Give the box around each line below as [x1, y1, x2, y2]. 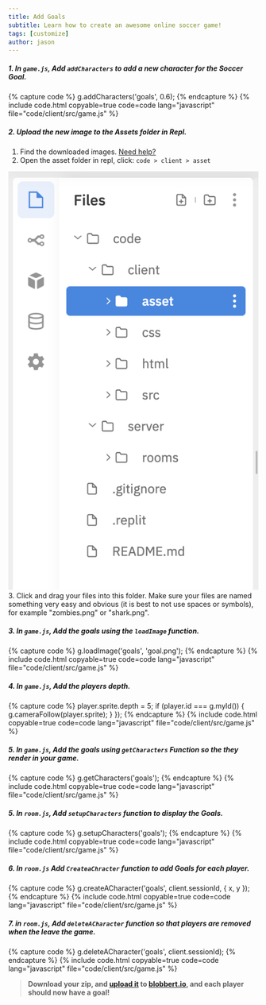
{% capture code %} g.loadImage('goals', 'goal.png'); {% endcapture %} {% [8, 646, 258, 655]
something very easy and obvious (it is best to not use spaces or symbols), [8, 600, 254, 609]
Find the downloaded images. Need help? [19, 147, 156, 157]
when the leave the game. [8, 926, 96, 937]
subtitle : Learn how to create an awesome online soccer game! [8, 21, 222, 29]
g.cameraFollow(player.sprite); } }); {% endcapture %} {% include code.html [8, 709, 258, 719]
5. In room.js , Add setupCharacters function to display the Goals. [8, 808, 224, 818]
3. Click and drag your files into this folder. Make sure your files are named [8, 591, 253, 601]
